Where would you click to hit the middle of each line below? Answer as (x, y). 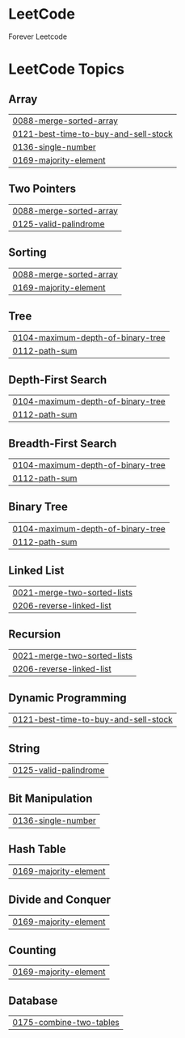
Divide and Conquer (60, 900)
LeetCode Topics (67, 69)
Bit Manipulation (50, 799)
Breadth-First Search (63, 443)
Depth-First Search (58, 380)
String (24, 748)
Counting (32, 950)
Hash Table (37, 849)
